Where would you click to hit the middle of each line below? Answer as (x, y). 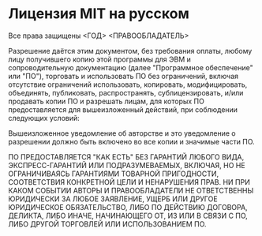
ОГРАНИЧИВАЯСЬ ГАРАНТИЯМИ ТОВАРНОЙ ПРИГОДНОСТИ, (114, 174)
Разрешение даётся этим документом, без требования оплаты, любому (130, 51)
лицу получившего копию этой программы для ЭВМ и (100, 59)
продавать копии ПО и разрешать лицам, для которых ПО (107, 101)
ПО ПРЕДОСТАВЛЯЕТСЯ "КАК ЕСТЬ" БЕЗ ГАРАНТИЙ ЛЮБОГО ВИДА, (126, 157)
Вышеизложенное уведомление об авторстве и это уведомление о (122, 133)
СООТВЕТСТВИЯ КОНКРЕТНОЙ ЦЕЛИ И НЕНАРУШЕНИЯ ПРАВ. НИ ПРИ (129, 182)
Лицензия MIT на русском (99, 14)
